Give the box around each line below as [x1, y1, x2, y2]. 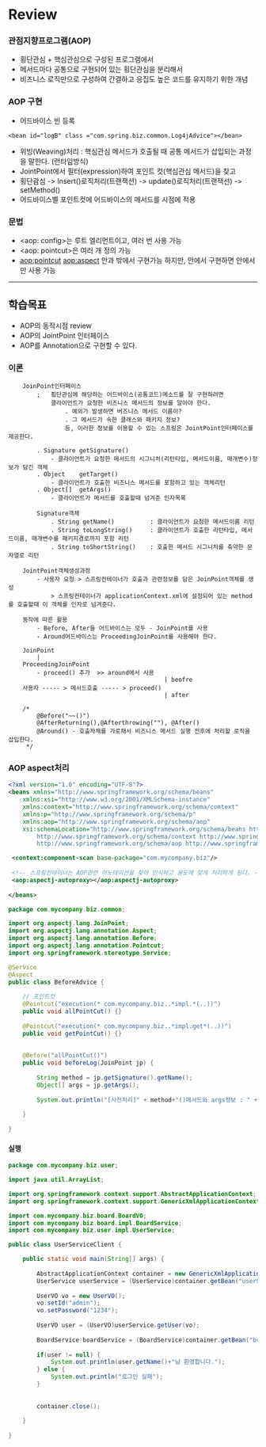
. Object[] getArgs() [36, 486, 112, 494]
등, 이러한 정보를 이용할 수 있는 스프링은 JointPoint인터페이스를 [64, 425, 254, 432]
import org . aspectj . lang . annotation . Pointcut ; [8, 942, 165, 950]
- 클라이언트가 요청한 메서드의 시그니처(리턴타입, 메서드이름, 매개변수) [50, 455, 253, 463]
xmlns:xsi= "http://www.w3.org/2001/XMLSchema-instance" [22, 796, 211, 804]
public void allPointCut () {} [22, 1007, 123, 1015]
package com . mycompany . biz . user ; [8, 1162, 119, 1170]
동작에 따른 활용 [22, 616, 68, 624]
